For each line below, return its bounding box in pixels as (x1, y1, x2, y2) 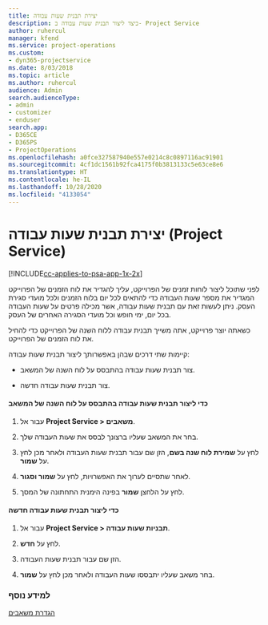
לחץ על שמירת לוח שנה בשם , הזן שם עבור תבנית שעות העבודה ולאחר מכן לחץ (19, 447, 259, 457)
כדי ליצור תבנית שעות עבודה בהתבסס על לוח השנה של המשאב (8, 398, 208, 409)
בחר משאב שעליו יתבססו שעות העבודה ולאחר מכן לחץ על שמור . (19, 570, 215, 579)
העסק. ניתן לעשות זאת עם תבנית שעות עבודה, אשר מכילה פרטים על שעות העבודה (8, 301, 256, 311)
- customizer (8, 109, 52, 117)
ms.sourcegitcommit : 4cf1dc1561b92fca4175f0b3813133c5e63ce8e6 (8, 161, 224, 169)
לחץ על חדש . (19, 538, 61, 548)
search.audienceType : (8, 94, 81, 102)
